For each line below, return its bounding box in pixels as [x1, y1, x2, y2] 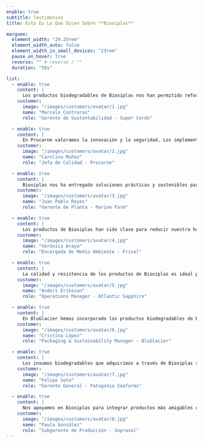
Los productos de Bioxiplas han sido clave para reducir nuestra [22, 226, 190, 233]
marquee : [6, 31, 28, 37]
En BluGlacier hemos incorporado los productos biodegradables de [22, 315, 193, 322]
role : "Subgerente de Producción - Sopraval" [22, 427, 139, 433]
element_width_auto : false [11, 42, 80, 48]
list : [6, 76, 20, 82]
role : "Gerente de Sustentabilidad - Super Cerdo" [22, 115, 153, 121]
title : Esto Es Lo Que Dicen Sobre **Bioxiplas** [6, 20, 134, 26]
